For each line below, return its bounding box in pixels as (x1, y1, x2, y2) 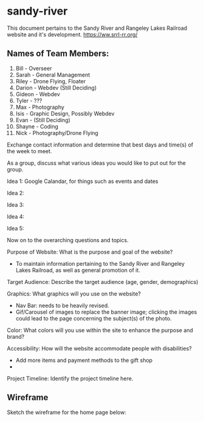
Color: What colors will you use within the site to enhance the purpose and (7, 327, 194, 334)
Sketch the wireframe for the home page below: (7, 409, 127, 416)
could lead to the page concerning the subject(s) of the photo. (15, 314, 172, 322)
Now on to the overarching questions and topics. (7, 236, 129, 244)
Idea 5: (7, 224, 24, 232)
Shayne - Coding (15, 123, 58, 130)
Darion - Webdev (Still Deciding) (15, 84, 97, 91)
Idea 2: (7, 189, 25, 196)
